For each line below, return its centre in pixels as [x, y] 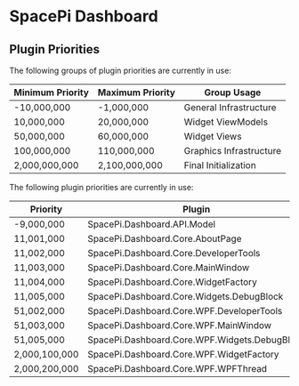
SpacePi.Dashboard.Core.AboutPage [165, 239]
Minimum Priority [51, 92]
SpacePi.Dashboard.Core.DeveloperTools [174, 253]
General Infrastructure [230, 107]
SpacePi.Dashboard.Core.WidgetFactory [173, 282]
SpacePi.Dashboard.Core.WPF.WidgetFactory [183, 354]
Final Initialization [220, 165]
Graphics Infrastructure [233, 151]
